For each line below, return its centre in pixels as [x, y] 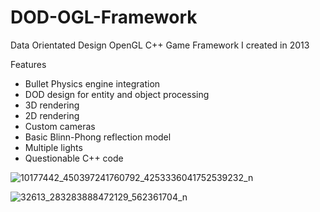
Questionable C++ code [74, 158]
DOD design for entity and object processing [117, 94]
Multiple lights [53, 147]
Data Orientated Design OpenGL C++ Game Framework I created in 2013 [160, 45]
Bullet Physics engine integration [92, 83]
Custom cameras [60, 126]
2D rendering [52, 115]
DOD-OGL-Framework [104, 17]
